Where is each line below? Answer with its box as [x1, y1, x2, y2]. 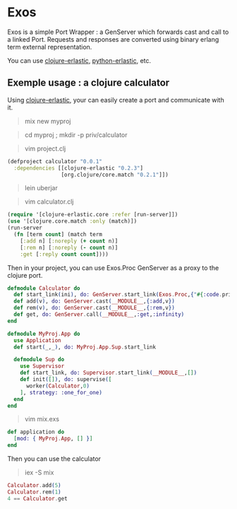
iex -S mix [24, 468, 54, 476]
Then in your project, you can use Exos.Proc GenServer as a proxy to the [7, 263, 219, 272]
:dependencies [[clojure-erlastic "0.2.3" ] [13, 164, 143, 172]
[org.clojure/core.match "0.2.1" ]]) [61, 171, 169, 178]
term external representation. [7, 42, 92, 51]
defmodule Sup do [13, 356, 65, 363]
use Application [13, 337, 61, 344]
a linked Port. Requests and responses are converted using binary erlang [7, 35, 219, 43]
